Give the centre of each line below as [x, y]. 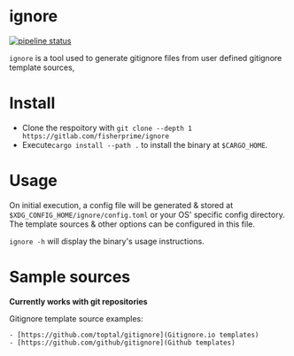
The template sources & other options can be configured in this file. [132, 224]
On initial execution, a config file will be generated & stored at [121, 205]
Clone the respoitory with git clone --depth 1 [107, 128]
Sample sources [70, 277]
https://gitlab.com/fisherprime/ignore [96, 136]
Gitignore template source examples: [76, 318]
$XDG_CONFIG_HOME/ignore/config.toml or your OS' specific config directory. [147, 214]
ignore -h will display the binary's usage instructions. [107, 241]
